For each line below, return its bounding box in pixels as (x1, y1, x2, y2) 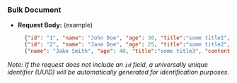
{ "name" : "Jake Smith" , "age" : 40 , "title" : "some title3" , (24, 48, 202, 55)
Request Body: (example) (17, 21, 93, 30)
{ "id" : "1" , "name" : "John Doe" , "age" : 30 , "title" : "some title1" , (24, 34, 231, 41)
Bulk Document (7, 5, 62, 15)
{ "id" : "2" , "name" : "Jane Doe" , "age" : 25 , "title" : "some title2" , (24, 41, 231, 49)
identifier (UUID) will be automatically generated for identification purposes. (7, 68, 230, 76)
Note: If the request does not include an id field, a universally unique (7, 60, 209, 68)
